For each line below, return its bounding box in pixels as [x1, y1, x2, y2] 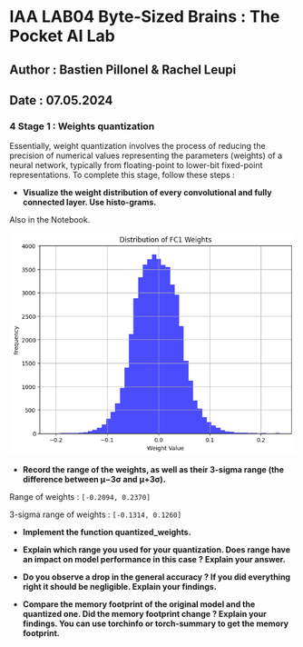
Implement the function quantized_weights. [22, 526, 192, 537]
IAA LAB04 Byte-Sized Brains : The [9, 6, 280, 27]
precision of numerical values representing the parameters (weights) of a [9, 150, 283, 161]
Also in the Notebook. [9, 214, 91, 225]
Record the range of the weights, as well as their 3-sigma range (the [22, 463, 284, 474]
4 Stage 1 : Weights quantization [9, 120, 155, 133]
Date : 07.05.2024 [9, 93, 113, 108]
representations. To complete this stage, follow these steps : [9, 170, 236, 181]
